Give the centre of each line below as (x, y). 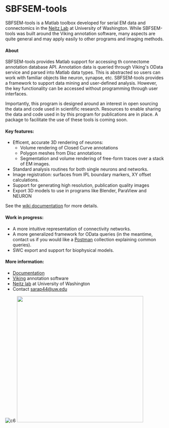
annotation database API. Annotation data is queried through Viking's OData (84, 67)
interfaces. (16, 94)
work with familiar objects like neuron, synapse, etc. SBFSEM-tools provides (84, 78)
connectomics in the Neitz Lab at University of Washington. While (73, 28)
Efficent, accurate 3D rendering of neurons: (58, 142)
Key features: (20, 131)
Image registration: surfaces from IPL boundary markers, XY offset (82, 175)
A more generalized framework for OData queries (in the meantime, (82, 234)
